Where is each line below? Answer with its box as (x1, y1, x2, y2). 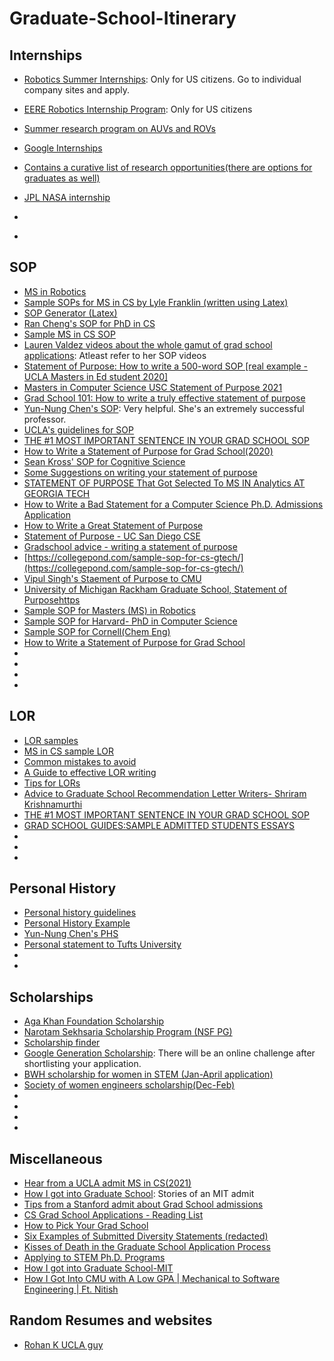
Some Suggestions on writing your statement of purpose (23, 466, 258, 478)
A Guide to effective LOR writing (23, 766, 157, 778)
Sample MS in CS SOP (23, 328, 116, 340)
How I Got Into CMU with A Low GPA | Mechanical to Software (23, 1273, 281, 1285)
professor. (23, 413, 67, 425)
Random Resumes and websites (9, 1312, 213, 1329)
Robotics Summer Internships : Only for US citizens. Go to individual (23, 73, 302, 85)
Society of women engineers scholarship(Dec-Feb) (23, 1079, 236, 1091)
